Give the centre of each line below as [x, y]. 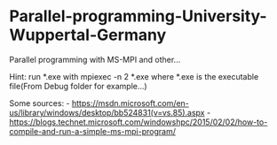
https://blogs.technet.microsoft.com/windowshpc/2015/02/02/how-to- [138, 122]
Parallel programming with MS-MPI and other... [95, 59]
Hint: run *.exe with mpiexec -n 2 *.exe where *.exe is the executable [134, 76]
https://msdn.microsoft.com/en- [130, 103]
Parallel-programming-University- [138, 16]
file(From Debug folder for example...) [79, 86]
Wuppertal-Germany [88, 35]
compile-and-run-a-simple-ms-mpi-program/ [92, 131]
